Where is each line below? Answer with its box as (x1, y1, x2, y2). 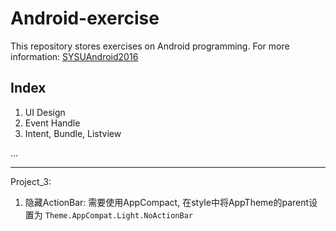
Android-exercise (10, 7, 160, 30)
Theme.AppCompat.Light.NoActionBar (44, 210, 193, 221)
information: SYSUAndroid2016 (10, 50, 139, 62)
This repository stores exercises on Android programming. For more (10, 40, 290, 52)
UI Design (24, 106, 66, 118)
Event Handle (24, 117, 81, 129)
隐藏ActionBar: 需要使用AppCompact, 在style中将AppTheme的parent (24, 196, 310, 208)
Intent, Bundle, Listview (24, 127, 122, 139)
